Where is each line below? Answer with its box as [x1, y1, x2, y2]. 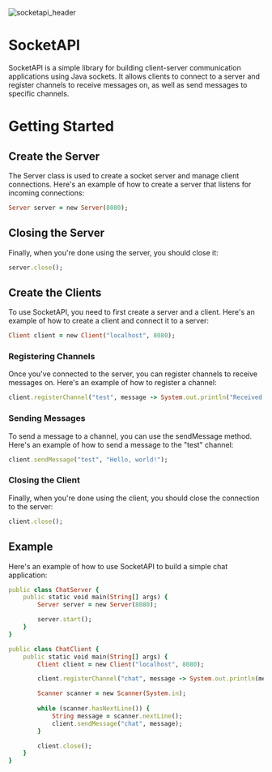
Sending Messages [8, 413, 86, 424]
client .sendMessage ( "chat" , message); [51, 719, 183, 727]
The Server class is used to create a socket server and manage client [8, 170, 240, 180]
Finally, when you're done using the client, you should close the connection [8, 493, 260, 503]
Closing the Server [8, 226, 105, 240]
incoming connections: [8, 187, 85, 198]
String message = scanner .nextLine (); [51, 712, 183, 720]
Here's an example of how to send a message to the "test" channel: [8, 440, 234, 449]
